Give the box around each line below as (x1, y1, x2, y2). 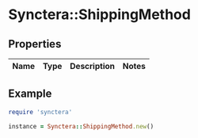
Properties (8, 37, 62, 51)
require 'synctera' (8, 108, 73, 116)
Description (70, 61, 115, 71)
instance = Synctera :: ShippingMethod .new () (8, 122, 154, 130)
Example (8, 87, 52, 101)
